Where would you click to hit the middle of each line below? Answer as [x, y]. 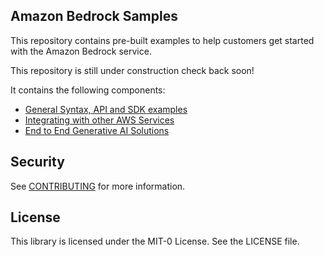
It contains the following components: [88, 90]
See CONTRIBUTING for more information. [98, 186]
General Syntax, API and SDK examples [106, 109]
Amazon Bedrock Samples [94, 16]
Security [37, 162]
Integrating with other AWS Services [99, 120]
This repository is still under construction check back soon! [132, 70]
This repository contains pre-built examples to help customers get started [162, 40]
